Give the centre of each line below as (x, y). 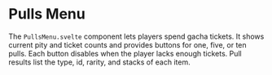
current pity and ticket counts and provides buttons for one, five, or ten (127, 44)
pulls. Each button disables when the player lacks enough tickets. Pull (125, 53)
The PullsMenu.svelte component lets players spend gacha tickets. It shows (136, 36)
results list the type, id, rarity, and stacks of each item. (99, 62)
